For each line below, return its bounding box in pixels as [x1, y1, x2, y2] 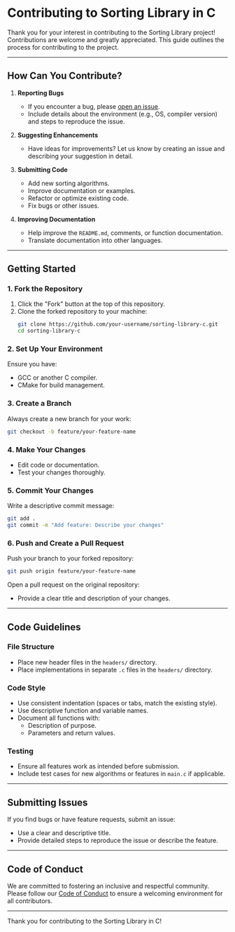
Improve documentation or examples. [27, 186, 136, 194]
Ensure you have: [7, 360, 57, 368]
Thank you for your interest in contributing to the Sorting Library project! [7, 28, 215, 36]
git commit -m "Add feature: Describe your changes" [7, 521, 164, 529]
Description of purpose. [27, 721, 97, 730]
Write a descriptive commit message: [7, 502, 115, 510]
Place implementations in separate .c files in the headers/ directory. [17, 665, 213, 674]
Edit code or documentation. [17, 460, 100, 469]
